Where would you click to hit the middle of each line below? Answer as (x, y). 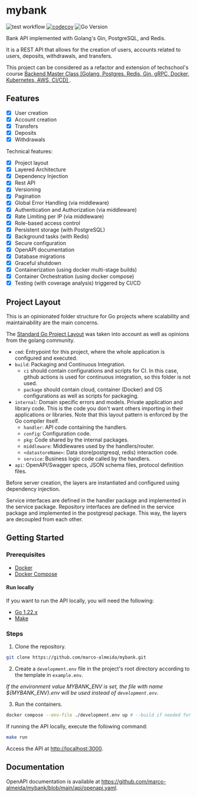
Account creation (36, 120)
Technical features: (29, 151)
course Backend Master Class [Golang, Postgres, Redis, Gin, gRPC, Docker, (98, 73)
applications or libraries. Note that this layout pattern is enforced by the (101, 415)
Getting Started (35, 538)
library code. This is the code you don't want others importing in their (99, 408)
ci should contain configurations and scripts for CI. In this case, (101, 371)
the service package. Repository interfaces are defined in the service (90, 507)
